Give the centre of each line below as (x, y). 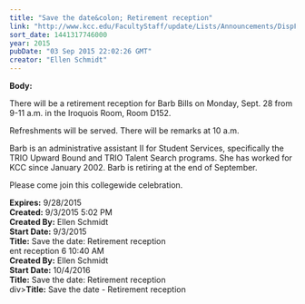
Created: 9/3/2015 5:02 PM (61, 212)
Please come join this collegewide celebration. (96, 185)
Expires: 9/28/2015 (45, 202)
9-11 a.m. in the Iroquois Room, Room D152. (90, 113)
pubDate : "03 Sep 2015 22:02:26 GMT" (81, 52)
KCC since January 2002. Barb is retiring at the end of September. (133, 167)
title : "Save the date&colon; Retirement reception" (111, 18)
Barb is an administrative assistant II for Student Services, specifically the (147, 148)
